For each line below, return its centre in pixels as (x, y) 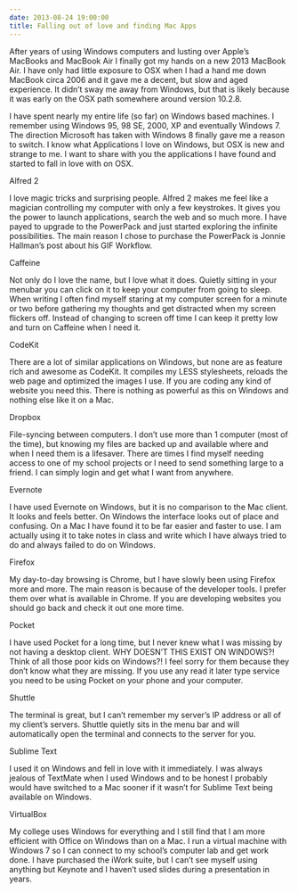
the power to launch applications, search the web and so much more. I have (148, 217)
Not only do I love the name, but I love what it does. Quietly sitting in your (143, 280)
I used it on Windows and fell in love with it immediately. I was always (136, 768)
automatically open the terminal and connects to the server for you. (133, 733)
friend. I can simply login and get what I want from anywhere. (121, 472)
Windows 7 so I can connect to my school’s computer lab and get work (139, 850)
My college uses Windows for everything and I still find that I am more (137, 831)
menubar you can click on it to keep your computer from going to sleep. (141, 289)
